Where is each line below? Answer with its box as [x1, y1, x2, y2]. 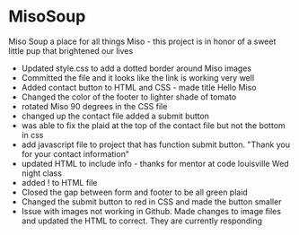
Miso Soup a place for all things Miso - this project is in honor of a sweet [8, 36, 277, 47]
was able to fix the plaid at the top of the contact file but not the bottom [21, 119, 286, 131]
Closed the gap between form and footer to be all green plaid [21, 187, 248, 197]
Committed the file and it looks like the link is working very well [21, 72, 255, 83]
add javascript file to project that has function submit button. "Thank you [21, 139, 291, 150]
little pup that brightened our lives [8, 45, 134, 56]
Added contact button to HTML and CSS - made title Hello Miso [21, 82, 257, 92]
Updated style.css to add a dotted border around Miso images [21, 63, 252, 74]
